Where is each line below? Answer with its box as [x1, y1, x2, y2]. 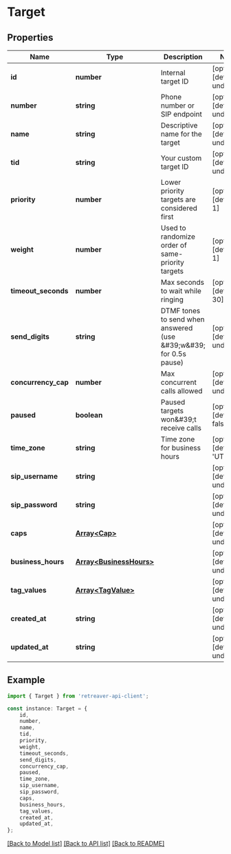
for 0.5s [160, 349, 187, 359]
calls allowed [160, 386, 203, 395]
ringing [160, 295, 184, 304]
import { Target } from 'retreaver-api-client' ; [7, 693, 149, 699]
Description [164, 52, 203, 61]
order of [160, 241, 187, 250]
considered [160, 203, 198, 212]
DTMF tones [160, 306, 201, 315]
